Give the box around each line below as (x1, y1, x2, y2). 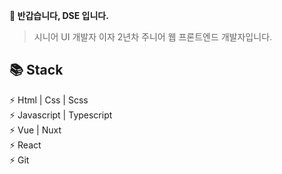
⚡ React (9, 139, 42, 151)
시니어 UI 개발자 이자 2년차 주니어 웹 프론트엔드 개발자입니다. (33, 31, 273, 43)
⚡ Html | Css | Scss (9, 94, 89, 106)
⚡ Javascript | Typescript (9, 109, 113, 121)
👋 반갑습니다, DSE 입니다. (9, 10, 109, 21)
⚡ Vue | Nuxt (9, 124, 62, 136)
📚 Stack (9, 62, 64, 79)
